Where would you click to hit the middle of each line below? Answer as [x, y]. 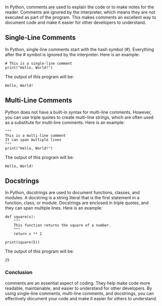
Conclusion [19, 273]
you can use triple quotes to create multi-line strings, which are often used [79, 117]
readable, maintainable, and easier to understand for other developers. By [79, 288]
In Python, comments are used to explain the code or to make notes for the [80, 7]
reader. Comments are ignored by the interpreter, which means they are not [80, 12]
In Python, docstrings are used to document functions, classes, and [72, 193]
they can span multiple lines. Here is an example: [54, 208]
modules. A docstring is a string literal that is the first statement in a [72, 198]
